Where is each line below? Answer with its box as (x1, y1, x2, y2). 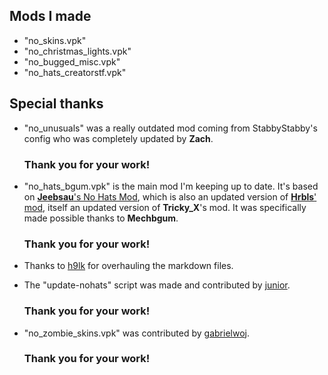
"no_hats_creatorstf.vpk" (23, 66, 127, 78)
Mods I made (9, 8, 92, 25)
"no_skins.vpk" (23, 34, 87, 46)
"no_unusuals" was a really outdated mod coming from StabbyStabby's (23, 122, 318, 134)
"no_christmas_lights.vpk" (23, 45, 132, 57)
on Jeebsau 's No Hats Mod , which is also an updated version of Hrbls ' (23, 190, 317, 203)
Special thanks (9, 95, 104, 113)
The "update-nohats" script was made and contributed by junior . (23, 279, 291, 291)
